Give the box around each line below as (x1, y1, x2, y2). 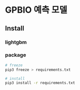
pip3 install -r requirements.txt (5, 81, 76, 86)
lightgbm (5, 38, 27, 45)
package (5, 52, 26, 58)
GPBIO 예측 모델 (5, 4, 67, 16)
